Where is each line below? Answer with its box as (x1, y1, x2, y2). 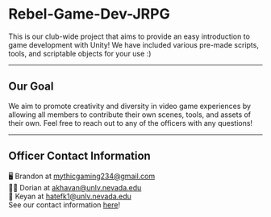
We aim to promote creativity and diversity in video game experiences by (8, 101, 252, 111)
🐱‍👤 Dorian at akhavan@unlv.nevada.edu (8, 182, 142, 192)
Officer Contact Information (8, 149, 151, 163)
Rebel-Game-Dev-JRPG (8, 5, 171, 23)
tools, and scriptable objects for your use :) (8, 48, 152, 58)
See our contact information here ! (8, 199, 121, 210)
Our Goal (8, 80, 54, 94)
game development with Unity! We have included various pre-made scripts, (8, 40, 260, 49)
